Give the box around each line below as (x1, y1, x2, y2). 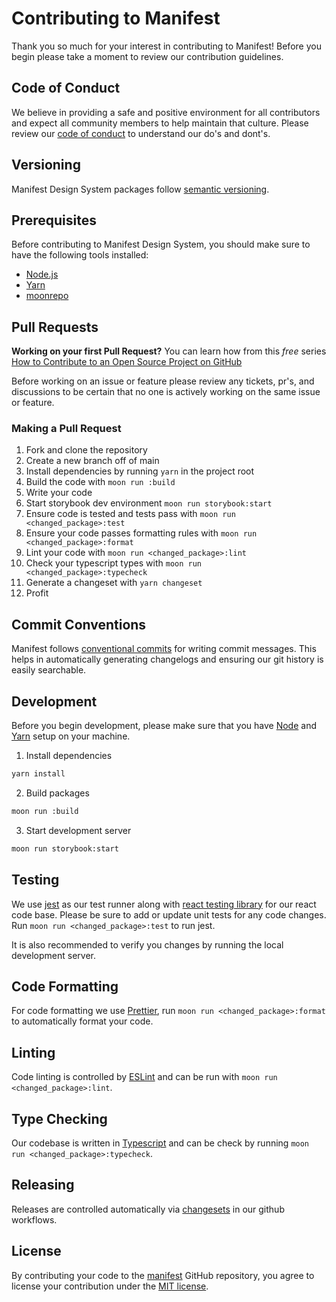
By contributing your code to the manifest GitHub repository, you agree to (11, 1269, 315, 1281)
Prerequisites (11, 212, 97, 229)
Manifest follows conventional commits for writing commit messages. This (11, 643, 317, 655)
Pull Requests (11, 318, 99, 336)
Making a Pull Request (11, 422, 122, 436)
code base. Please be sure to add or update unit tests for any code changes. (11, 908, 327, 921)
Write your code (25, 487, 93, 499)
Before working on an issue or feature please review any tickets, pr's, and (11, 375, 315, 387)
